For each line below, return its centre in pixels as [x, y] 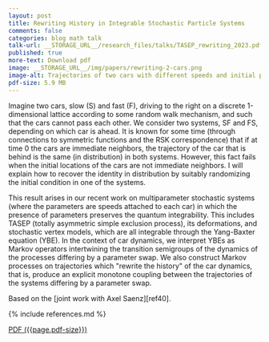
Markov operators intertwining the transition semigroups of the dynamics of [133, 248]
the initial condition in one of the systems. [77, 182]
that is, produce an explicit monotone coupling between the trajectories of [130, 274]
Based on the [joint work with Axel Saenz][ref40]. [90, 298]
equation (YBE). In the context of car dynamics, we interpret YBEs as [122, 240]
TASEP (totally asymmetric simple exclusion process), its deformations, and [133, 223]
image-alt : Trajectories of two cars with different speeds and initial [132, 75]
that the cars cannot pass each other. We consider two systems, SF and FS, [133, 123]
